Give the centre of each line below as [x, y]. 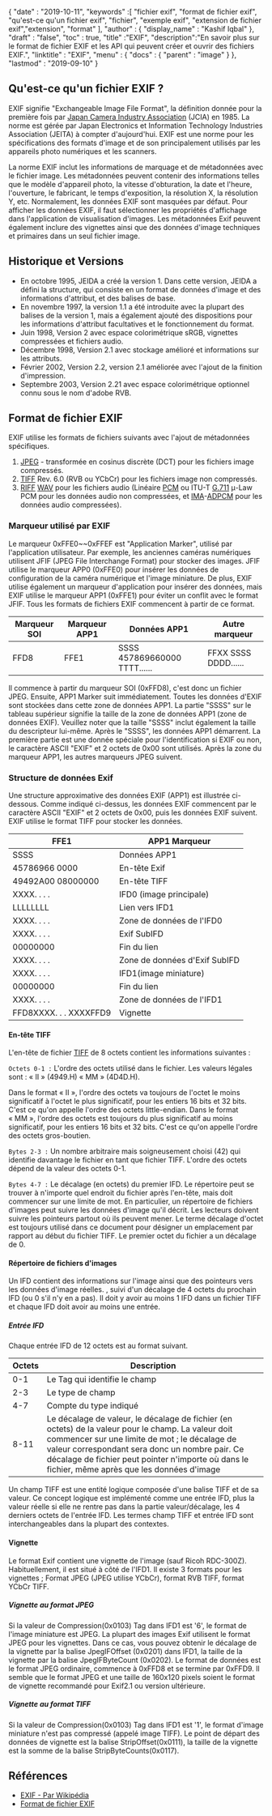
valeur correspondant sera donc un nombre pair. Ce [145, 1449]
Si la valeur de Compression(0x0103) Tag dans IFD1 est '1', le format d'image [136, 1724]
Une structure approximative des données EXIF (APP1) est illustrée [119, 795]
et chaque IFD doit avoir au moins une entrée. [84, 1307]
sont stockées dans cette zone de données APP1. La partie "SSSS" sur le [130, 705]
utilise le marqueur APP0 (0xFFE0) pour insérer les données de [114, 569]
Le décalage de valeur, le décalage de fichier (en [140, 1419]
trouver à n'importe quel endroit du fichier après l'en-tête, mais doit [121, 1193]
